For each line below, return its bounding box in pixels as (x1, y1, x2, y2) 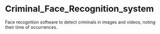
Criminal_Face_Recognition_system (5, 3, 154, 14)
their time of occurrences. (5, 24, 58, 30)
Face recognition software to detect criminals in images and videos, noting (5, 19, 156, 25)
